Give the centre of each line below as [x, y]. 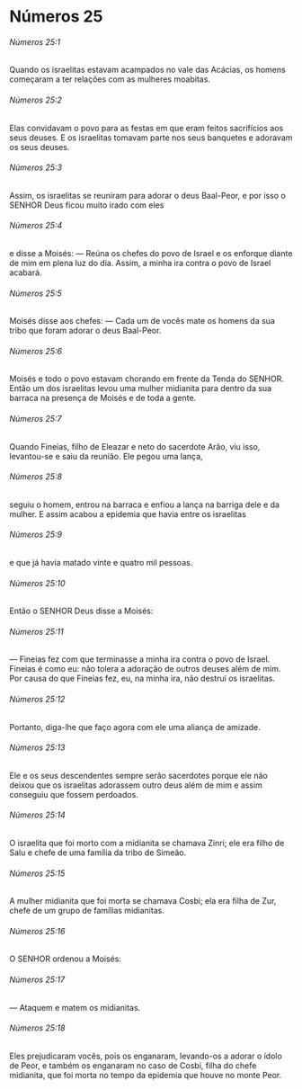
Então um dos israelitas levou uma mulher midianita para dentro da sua [141, 388]
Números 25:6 [36, 351]
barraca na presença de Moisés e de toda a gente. [103, 398]
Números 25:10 [37, 583]
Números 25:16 [37, 931]
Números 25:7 [36, 419]
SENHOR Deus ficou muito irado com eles [87, 205]
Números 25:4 [36, 226]
